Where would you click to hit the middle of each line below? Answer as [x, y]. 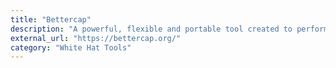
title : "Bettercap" [51, 19]
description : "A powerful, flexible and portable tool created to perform [169, 29]
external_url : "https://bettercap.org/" [96, 38]
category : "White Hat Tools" [71, 47]
